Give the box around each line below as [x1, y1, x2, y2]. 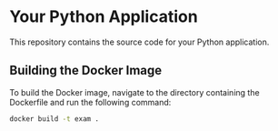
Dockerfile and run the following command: [9, 96, 172, 107]
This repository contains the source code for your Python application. [9, 36, 270, 47]
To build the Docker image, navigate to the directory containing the [9, 86, 261, 97]
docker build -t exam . [9, 114, 100, 124]
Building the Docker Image [9, 63, 163, 78]
